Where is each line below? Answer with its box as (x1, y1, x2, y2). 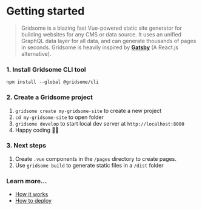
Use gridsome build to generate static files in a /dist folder (15, 161, 164, 169)
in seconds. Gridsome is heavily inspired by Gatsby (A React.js (21, 44, 179, 51)
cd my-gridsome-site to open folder (15, 113, 104, 121)
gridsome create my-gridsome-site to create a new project (15, 107, 162, 114)
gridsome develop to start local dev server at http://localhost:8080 (15, 120, 185, 127)
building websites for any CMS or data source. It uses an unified (21, 30, 182, 38)
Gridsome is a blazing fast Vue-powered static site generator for (21, 24, 183, 32)
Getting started (6, 4, 85, 18)
